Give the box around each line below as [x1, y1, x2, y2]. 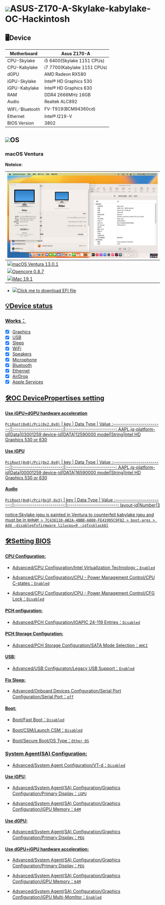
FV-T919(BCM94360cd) [44, 106, 96, 112]
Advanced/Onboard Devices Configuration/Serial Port [12, 688, 121, 694]
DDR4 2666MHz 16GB [44, 92, 91, 97]
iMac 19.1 [12, 276, 33, 282]
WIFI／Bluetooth [7, 106, 40, 112]
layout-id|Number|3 [120, 502, 160, 508]
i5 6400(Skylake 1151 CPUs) [44, 58, 105, 63]
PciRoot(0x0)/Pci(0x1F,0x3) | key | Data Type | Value [5, 497, 113, 503]
